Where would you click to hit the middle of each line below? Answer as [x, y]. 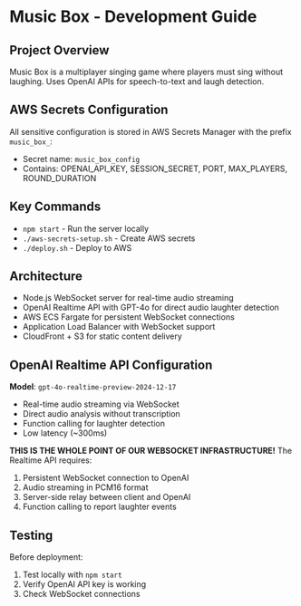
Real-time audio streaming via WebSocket [101, 404]
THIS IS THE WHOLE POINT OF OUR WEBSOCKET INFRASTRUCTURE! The [151, 451]
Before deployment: [46, 557]
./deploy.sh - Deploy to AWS [77, 247]
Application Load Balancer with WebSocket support [119, 327]
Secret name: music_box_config [81, 159]
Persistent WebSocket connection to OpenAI [106, 478]
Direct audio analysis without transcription [102, 414]
